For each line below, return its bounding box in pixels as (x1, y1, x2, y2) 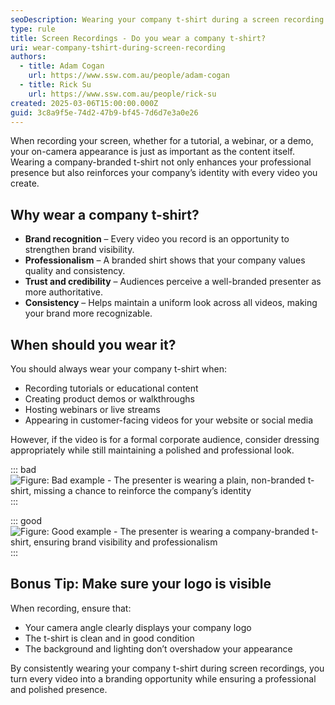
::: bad (10, 464, 37, 475)
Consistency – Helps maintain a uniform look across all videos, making (24, 297, 318, 309)
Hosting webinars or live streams (24, 404, 161, 415)
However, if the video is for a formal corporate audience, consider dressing (10, 434, 320, 445)
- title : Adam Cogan (19, 61, 105, 71)
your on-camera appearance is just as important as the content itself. (10, 146, 296, 158)
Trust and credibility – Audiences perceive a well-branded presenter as (24, 276, 322, 288)
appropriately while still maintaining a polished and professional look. (10, 444, 295, 456)
